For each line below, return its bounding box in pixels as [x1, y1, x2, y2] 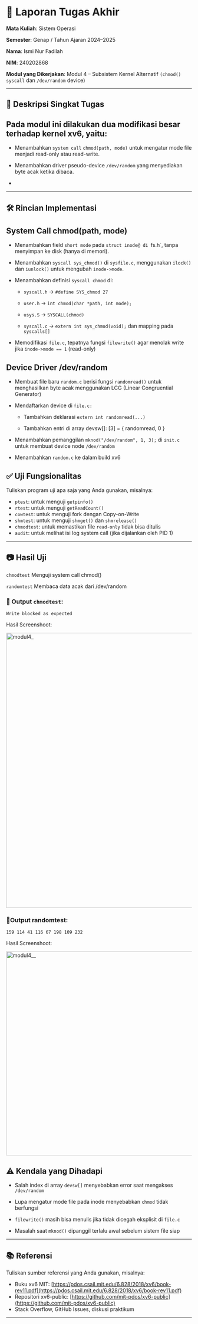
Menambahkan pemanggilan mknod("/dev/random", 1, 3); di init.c [14, 436, 180, 444]
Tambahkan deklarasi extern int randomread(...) [23, 414, 146, 421]
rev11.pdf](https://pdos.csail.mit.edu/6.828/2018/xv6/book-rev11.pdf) [14, 1287, 182, 1294]
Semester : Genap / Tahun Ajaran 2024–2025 [6, 36, 116, 43]
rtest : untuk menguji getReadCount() [14, 504, 104, 511]
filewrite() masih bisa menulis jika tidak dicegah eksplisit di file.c [14, 1216, 180, 1223]
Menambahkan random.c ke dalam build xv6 [14, 454, 121, 461]
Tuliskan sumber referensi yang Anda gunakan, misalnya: [6, 1269, 146, 1276]
